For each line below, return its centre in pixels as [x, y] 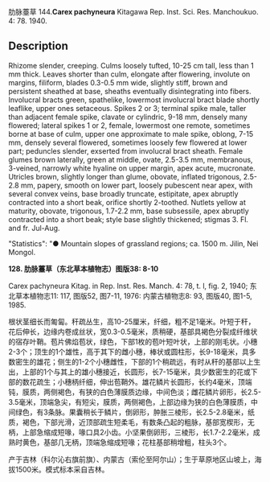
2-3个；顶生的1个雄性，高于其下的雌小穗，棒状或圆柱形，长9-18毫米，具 [129, 352]
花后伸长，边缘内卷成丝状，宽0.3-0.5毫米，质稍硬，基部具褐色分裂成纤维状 [133, 332]
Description [38, 46]
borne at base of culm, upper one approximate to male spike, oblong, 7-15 [131, 134]
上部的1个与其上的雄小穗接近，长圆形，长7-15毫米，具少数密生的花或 [137, 372]
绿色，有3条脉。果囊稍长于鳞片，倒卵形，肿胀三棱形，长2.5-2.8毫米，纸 [135, 412]
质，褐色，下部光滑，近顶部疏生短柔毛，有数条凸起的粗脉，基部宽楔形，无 [131, 422]
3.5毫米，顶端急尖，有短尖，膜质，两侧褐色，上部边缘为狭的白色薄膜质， [130, 402]
